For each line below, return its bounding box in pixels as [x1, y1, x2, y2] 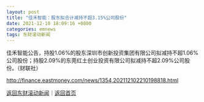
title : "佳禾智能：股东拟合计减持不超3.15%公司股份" [6, 15, 127, 21]
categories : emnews [6, 26, 56, 32]
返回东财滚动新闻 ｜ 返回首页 [6, 89, 77, 97]
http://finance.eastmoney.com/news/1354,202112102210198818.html [6, 77, 179, 84]
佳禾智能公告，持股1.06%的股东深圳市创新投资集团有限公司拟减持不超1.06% [6, 49, 199, 57]
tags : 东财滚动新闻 [6, 32, 51, 38]
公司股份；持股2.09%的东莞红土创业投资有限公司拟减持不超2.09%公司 [6, 57, 185, 64]
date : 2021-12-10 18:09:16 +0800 [6, 20, 92, 26]
